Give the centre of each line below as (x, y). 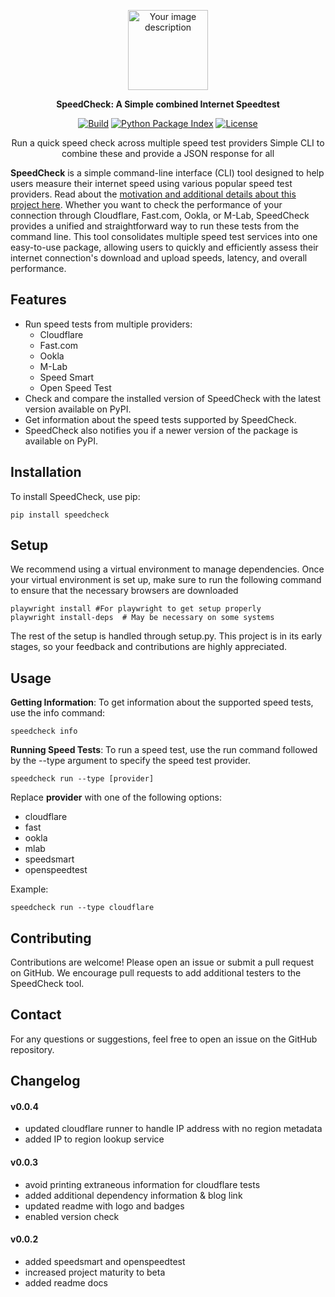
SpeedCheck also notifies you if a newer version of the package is (161, 430)
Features (38, 300)
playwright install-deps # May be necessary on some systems (142, 618)
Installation (46, 472)
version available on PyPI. (78, 409)
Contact (36, 1015)
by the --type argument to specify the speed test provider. (131, 761)
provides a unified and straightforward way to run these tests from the (155, 226)
